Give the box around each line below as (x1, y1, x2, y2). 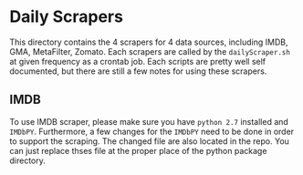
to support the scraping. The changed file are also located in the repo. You (9, 135, 290, 147)
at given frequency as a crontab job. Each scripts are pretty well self (9, 56, 266, 67)
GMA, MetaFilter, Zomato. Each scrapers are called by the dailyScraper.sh (9, 46, 290, 57)
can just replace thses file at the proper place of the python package (9, 145, 267, 156)
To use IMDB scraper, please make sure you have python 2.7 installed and (9, 116, 289, 127)
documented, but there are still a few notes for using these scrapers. (9, 66, 267, 77)
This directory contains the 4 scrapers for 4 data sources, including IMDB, (9, 36, 288, 47)
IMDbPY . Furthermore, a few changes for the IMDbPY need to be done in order (9, 126, 295, 137)
